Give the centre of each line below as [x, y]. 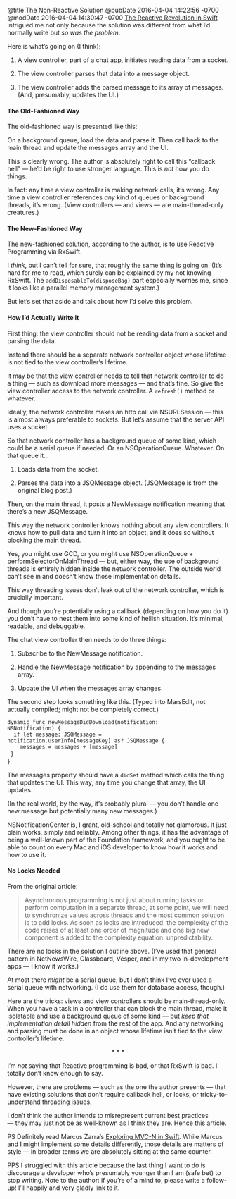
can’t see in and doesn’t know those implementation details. [94, 576]
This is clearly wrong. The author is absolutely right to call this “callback [111, 161]
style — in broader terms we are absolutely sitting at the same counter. [110, 1151]
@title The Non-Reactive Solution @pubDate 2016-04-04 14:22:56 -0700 [113, 10]
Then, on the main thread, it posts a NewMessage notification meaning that [116, 504]
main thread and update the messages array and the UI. [88, 148]
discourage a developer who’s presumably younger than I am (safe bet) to [114, 1172]
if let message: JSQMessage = [58, 734]
